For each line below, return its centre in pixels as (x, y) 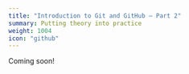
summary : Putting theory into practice (75, 23)
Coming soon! (31, 61)
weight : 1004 (30, 31)
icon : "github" (34, 38)
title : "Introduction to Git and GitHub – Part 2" (95, 16)
